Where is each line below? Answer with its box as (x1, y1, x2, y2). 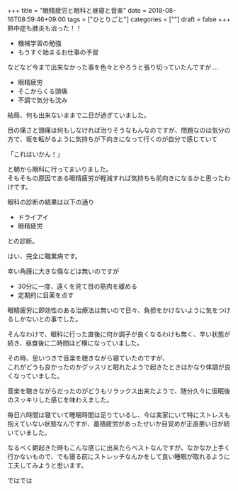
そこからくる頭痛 (17, 87, 68, 95)
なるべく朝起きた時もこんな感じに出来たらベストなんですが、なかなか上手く (7, 443, 231, 452)
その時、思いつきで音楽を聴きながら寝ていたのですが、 (7, 354, 169, 362)
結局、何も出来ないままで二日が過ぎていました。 (7, 111, 150, 119)
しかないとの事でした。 (13, 315, 82, 323)
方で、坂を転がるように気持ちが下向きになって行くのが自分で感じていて (7, 135, 218, 143)
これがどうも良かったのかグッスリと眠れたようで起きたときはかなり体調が (7, 363, 225, 371)
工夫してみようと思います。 (7, 461, 88, 470)
